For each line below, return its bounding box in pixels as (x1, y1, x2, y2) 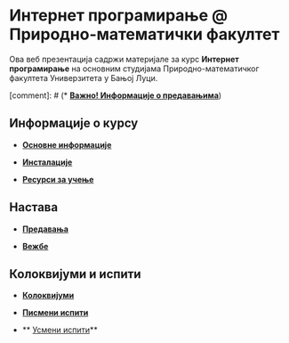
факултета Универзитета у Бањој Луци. (9, 72, 158, 83)
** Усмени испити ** (21, 324, 98, 335)
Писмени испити (21, 307, 89, 318)
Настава (9, 200, 59, 215)
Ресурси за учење (21, 174, 94, 184)
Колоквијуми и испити (9, 266, 141, 282)
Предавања (21, 224, 69, 234)
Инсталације (21, 157, 73, 167)
